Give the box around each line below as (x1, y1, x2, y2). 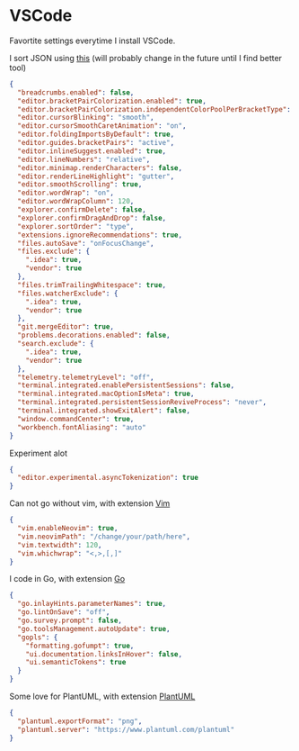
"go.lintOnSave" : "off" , (17, 608, 110, 617)
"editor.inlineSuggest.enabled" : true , (17, 146, 167, 156)
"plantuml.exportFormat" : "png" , (17, 717, 143, 726)
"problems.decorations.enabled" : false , (17, 330, 171, 340)
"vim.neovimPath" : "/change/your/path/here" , (17, 532, 191, 541)
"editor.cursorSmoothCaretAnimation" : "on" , (17, 122, 187, 131)
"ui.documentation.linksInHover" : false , (25, 649, 182, 658)
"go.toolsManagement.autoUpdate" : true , (17, 624, 171, 633)
